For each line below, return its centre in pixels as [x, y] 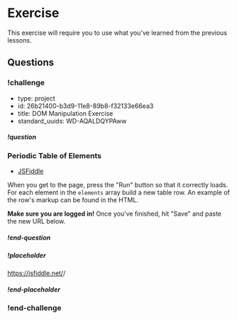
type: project [36, 98]
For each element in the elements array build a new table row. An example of [119, 192]
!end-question [29, 237]
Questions [31, 63]
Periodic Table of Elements [54, 155]
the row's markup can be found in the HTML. [73, 199]
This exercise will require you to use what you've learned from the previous [117, 33]
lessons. [20, 40]
